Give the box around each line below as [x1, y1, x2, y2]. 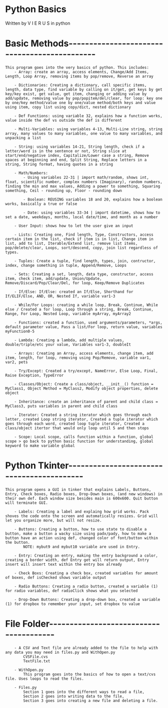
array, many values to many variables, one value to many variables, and [5, 131, 163, 136]
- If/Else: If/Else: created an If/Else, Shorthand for [14, 289, 134, 294]
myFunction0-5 [5, 329, 35, 334]
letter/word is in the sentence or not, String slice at [5, 148, 127, 154]
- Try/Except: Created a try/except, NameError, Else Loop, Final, [14, 368, 158, 373]
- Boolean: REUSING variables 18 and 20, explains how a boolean [23, 197, 163, 202]
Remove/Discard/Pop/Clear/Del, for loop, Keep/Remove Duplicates [5, 280, 144, 285]
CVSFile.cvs [23, 654, 49, 659]
